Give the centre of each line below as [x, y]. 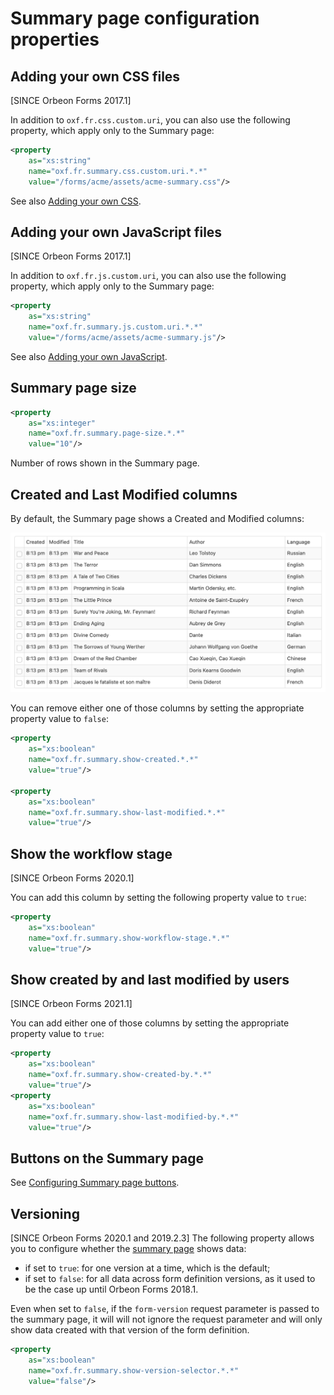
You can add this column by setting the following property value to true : [158, 898]
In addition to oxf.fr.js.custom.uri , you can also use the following [148, 276]
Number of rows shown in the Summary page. [105, 463]
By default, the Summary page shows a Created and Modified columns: [157, 518]
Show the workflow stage [91, 853]
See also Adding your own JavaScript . [89, 356]
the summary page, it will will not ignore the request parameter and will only [166, 1319]
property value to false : [59, 719]
